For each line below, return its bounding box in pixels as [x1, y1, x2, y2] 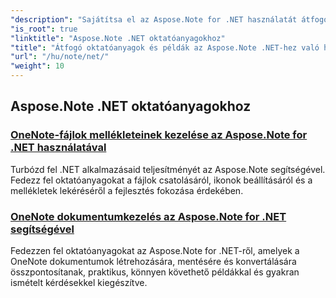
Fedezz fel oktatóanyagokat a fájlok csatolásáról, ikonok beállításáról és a [10, 174, 313, 186]
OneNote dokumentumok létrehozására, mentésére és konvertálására [10, 255, 297, 267]
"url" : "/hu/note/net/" [10, 52, 110, 62]
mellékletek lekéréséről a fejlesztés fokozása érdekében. [10, 184, 244, 196]
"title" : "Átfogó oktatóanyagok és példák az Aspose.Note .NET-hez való [10, 42, 320, 53]
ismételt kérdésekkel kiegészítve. [10, 276, 148, 288]
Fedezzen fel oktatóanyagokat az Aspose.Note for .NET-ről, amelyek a [10, 244, 300, 256]
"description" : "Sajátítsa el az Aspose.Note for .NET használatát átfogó [10, 14, 329, 25]
